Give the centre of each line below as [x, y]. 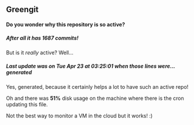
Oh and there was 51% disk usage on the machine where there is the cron [95, 98]
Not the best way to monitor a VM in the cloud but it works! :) [79, 116]
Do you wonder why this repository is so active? [66, 24]
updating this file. [27, 104]
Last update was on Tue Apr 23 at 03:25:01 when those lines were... [91, 66]
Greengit [22, 10]
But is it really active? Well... [40, 53]
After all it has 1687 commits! [42, 38]
